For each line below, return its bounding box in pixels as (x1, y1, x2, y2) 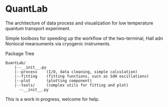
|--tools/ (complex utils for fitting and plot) (14, 83, 129, 88)
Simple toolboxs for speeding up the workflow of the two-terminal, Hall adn (5, 35, 163, 41)
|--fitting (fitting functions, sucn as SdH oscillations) (14, 73, 149, 79)
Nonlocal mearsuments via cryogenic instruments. (5, 40, 111, 46)
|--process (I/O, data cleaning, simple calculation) (14, 69, 138, 74)
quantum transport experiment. (5, 25, 71, 31)
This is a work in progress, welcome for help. (5, 96, 100, 102)
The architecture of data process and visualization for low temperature (5, 20, 154, 26)
